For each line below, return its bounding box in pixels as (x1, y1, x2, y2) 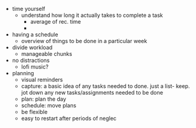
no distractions (12, 57, 50, 64)
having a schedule (12, 31, 58, 38)
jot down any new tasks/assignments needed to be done (21, 89, 163, 96)
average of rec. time (30, 18, 81, 25)
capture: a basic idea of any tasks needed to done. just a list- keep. (21, 83, 191, 90)
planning (12, 70, 35, 76)
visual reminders (21, 76, 63, 83)
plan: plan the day (21, 95, 66, 103)
